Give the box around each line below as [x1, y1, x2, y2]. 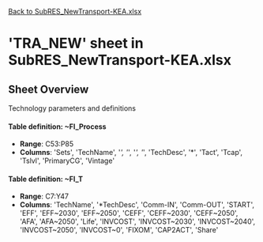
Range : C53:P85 [19, 139, 74, 149]
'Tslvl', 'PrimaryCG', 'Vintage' [19, 156, 115, 165]
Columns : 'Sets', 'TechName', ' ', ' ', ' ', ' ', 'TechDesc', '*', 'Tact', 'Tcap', [19, 148, 243, 157]
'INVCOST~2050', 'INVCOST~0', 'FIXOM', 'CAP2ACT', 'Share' [19, 225, 219, 235]
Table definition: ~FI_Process [8, 122, 107, 131]
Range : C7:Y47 [19, 191, 70, 201]
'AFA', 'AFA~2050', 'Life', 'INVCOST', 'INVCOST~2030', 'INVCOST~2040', [19, 217, 256, 226]
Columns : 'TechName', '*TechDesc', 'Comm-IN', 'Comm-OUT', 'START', [19, 200, 255, 210]
